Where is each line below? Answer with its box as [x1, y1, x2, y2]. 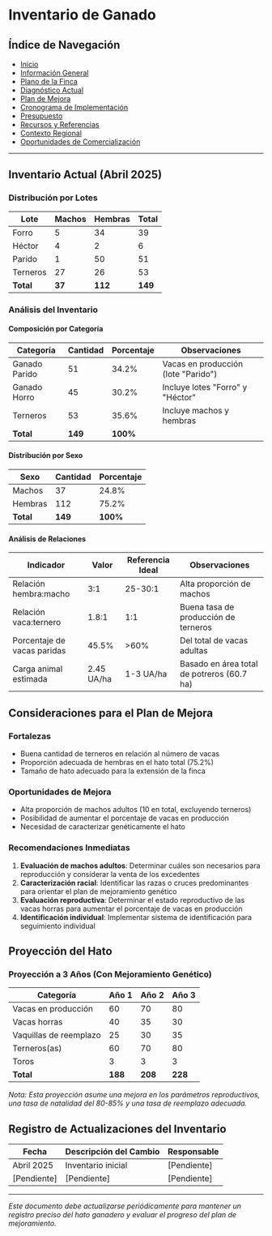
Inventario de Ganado [8, 6, 156, 24]
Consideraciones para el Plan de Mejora [8, 706, 213, 720]
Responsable [167, 1146, 219, 1157]
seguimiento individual [19, 921, 96, 930]
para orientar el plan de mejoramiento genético [19, 886, 177, 896]
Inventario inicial [65, 1160, 128, 1170]
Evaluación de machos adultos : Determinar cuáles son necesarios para [19, 861, 261, 870]
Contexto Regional [19, 128, 83, 138]
